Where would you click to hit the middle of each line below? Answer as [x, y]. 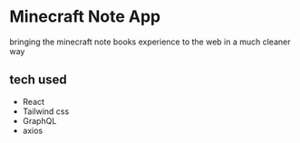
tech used [38, 80]
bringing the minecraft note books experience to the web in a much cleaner [150, 42]
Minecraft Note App [85, 17]
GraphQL [39, 120]
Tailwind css [46, 111]
